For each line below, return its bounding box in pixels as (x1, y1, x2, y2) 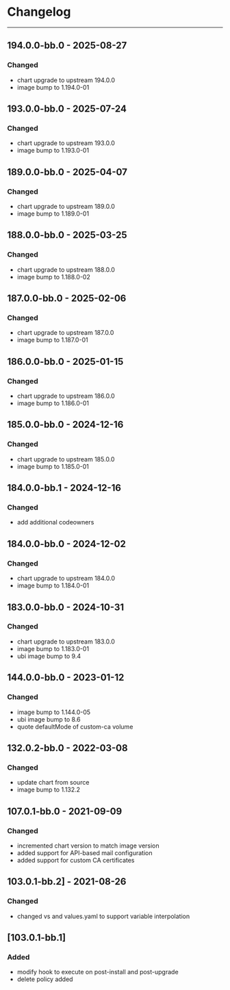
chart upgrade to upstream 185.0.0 (16, 455, 115, 463)
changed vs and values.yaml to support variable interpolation (16, 912, 190, 920)
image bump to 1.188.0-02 (16, 272, 90, 281)
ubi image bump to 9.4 (16, 652, 81, 660)
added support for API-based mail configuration (16, 848, 153, 856)
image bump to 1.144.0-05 (16, 708, 91, 716)
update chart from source (16, 778, 90, 787)
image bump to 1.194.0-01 (16, 83, 90, 91)
